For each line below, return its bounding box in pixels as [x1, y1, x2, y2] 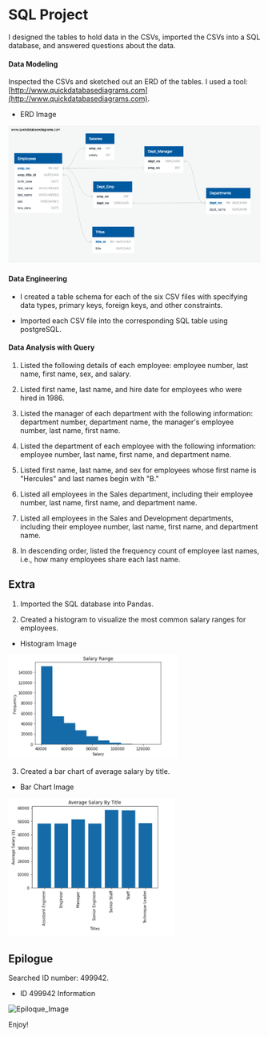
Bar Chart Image [19, 782, 74, 792]
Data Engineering [8, 273, 68, 283]
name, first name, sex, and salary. [19, 369, 132, 379]
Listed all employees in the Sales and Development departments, [19, 513, 234, 523]
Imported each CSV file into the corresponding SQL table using [19, 315, 228, 326]
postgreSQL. [19, 324, 62, 334]
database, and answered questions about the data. [8, 40, 176, 50]
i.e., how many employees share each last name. [19, 554, 181, 564]
